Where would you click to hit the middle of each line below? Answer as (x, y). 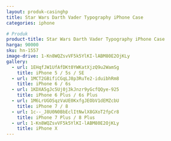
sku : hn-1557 (22, 51)
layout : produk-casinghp (37, 12)
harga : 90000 (22, 45)
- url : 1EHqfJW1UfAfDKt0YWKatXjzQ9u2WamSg (65, 67)
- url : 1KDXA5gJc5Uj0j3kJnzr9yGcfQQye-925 (65, 90)
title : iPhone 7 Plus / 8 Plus (56, 118)
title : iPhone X (37, 129)
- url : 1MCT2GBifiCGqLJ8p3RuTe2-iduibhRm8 (65, 79)
